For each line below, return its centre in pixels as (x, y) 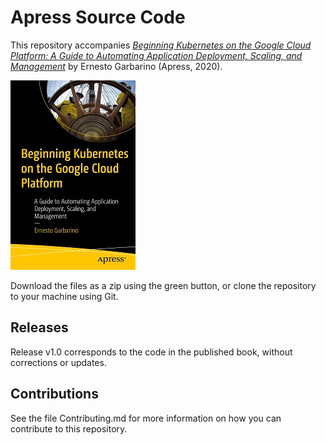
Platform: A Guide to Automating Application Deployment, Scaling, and (156, 55)
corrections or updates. (58, 362)
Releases (39, 327)
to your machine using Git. (64, 296)
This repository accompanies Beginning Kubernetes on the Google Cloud (161, 45)
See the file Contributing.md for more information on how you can (146, 418)
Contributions (54, 394)
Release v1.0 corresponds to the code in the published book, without (151, 352)
